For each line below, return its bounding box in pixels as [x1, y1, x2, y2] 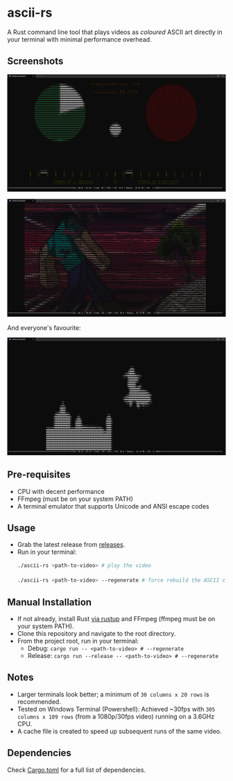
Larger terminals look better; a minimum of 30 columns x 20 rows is [17, 690, 209, 698]
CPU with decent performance [17, 487, 105, 495]
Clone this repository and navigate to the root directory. [17, 629, 176, 637]
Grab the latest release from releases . [17, 541, 126, 549]
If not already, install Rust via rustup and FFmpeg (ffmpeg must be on [17, 614, 216, 623]
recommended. [17, 697, 61, 706]
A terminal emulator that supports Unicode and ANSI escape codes [17, 502, 209, 510]
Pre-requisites [7, 469, 71, 481]
